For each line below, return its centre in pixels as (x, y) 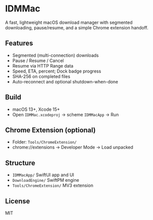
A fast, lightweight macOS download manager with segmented (69, 22)
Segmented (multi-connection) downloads (55, 55)
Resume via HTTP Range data (43, 66)
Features (19, 43)
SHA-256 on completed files (41, 76)
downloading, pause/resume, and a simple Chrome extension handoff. (77, 27)
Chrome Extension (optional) (51, 130)
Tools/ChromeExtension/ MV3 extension (53, 185)
